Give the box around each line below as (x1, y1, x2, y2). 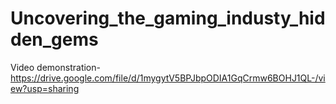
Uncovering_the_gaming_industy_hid (10, 7, 326, 30)
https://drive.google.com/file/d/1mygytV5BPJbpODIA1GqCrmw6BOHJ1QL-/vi (10, 72, 326, 84)
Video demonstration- (10, 61, 101, 73)
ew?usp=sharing (10, 82, 80, 94)
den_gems (10, 28, 99, 51)
